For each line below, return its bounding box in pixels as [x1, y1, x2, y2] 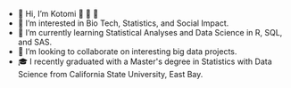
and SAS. [17, 36, 53, 47]
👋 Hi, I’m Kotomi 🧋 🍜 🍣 [17, 9, 99, 19]
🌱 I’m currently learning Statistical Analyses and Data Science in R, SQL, [17, 28, 283, 37]
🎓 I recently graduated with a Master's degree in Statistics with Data [17, 56, 272, 67]
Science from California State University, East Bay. [17, 69, 204, 79]
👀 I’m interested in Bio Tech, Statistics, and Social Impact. [17, 18, 229, 28]
